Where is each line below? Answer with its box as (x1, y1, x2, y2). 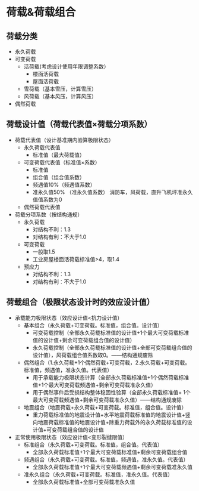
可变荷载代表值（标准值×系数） (23, 159, 100, 166)
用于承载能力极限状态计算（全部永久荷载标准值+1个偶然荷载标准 (32, 373, 189, 381)
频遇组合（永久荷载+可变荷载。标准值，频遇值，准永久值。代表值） (23, 456, 189, 463)
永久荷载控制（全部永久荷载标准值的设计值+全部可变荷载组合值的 (32, 344, 192, 351)
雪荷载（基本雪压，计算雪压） (23, 85, 97, 92)
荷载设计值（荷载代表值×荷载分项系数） (6, 119, 153, 129)
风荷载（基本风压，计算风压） (23, 93, 97, 100)
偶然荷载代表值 (23, 203, 61, 211)
